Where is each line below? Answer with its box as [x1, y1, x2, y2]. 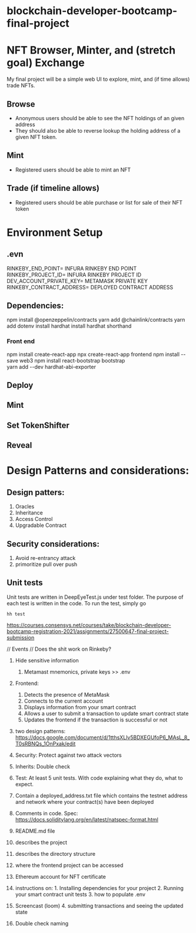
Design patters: [6, 487, 65, 497]
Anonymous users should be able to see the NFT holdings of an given [15, 114, 185, 121]
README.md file [15, 827, 55, 835]
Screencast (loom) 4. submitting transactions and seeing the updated [15, 902, 184, 909]
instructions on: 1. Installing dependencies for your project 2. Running [15, 884, 184, 891]
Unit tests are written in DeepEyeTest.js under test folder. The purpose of [6, 594, 184, 601]
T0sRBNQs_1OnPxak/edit [15, 740, 76, 747]
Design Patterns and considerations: [6, 464, 190, 477]
